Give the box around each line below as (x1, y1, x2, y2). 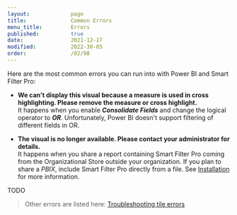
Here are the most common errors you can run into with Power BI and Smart (7, 69, 229, 78)
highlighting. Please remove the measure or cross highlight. (17, 98, 197, 106)
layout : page (7, 10, 83, 18)
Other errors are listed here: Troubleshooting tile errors (24, 199, 185, 208)
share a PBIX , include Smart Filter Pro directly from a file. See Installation (17, 165, 230, 173)
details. (17, 142, 41, 150)
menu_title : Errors (7, 23, 91, 31)
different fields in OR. (17, 121, 80, 129)
